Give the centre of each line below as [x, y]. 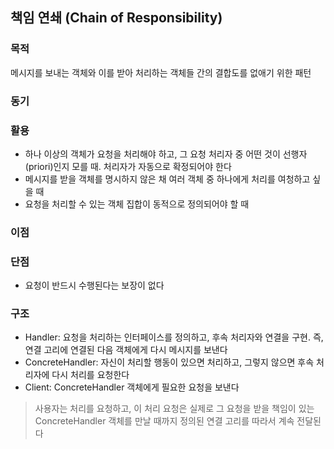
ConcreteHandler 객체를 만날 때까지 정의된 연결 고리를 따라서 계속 [164, 421]
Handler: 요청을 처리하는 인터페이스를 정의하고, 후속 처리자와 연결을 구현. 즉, [174, 337]
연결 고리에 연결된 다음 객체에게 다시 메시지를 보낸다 [126, 350]
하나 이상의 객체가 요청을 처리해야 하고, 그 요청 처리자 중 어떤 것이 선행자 [166, 154]
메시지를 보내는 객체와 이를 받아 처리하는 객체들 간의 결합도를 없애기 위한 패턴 [161, 72]
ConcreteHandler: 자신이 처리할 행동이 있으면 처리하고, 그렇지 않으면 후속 [169, 362]
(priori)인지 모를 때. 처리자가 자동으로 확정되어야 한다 [128, 166]
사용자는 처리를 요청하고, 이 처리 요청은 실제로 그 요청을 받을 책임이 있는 [174, 409]
